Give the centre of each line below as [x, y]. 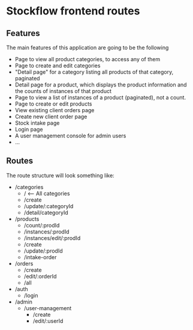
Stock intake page [37, 123]
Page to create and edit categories [58, 65]
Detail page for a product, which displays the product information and [101, 85]
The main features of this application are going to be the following [88, 47]
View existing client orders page [55, 110]
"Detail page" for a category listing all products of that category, [94, 72]
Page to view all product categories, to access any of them [88, 59]
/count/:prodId [42, 225]
